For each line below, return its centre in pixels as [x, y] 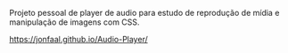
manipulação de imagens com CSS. [74, 22]
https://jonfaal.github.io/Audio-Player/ [79, 39]
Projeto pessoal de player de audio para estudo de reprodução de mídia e [144, 13]
